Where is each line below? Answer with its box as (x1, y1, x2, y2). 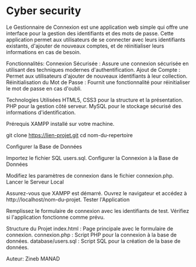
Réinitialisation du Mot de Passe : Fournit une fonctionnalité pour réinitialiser (6, 78, 190, 86)
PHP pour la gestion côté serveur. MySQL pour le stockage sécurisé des (6, 102, 181, 109)
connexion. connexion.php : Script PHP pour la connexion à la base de (6, 231, 177, 238)
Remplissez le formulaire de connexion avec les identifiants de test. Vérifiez (6, 207, 190, 214)
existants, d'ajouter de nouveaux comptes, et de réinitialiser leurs (6, 42, 165, 49)
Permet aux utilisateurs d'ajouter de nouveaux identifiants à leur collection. (6, 72, 188, 79)
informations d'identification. (6, 109, 76, 116)
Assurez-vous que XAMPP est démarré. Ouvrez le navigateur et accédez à (6, 189, 187, 196)
